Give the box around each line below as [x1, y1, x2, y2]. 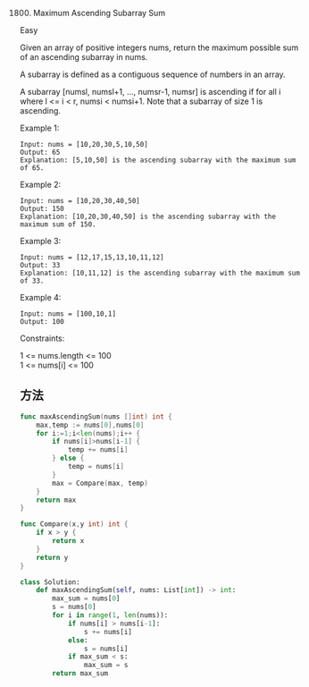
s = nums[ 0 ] [52, 603, 97, 612]
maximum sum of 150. [20, 220, 97, 229]
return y [36, 553, 69, 562]
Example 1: [20, 123, 60, 133]
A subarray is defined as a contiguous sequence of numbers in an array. [20, 69, 286, 80]
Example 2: [20, 179, 62, 190]
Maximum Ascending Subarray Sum [32, 8, 165, 18]
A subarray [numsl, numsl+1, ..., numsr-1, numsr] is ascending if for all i [20, 87, 281, 97]
